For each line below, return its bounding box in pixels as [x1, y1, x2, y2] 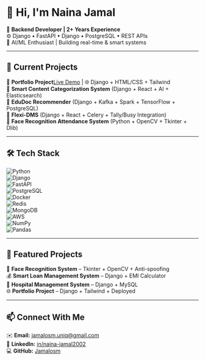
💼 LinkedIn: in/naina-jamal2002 [6, 340, 87, 348]
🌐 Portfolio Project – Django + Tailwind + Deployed [6, 287, 135, 295]
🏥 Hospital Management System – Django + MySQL [6, 281, 138, 289]
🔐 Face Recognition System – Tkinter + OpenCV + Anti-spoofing [6, 265, 170, 273]
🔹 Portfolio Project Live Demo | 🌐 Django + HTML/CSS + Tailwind [6, 78, 171, 85]
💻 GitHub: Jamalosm [6, 347, 61, 355]
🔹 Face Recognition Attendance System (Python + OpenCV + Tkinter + [6, 117, 187, 124]
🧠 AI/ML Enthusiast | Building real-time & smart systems [6, 38, 146, 46]
